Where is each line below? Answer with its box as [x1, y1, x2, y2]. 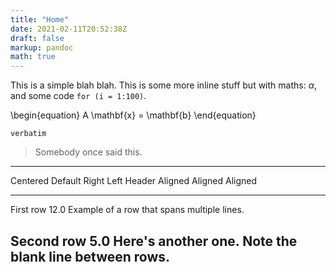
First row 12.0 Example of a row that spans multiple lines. [10, 204, 245, 216]
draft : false [10, 33, 65, 43]
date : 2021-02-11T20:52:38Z [10, 24, 128, 34]
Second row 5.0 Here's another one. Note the [10, 232, 298, 250]
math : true [10, 52, 56, 62]
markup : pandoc [10, 42, 74, 53]
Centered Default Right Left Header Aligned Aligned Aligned [10, 175, 258, 187]
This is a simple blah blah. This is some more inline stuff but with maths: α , [10, 79, 317, 91]
